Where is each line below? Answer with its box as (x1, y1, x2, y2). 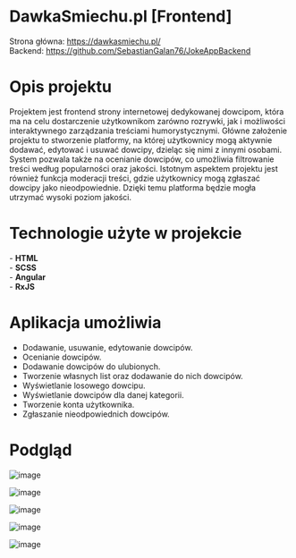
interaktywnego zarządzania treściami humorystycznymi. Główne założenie (9, 125, 288, 136)
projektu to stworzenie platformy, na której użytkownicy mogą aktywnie (9, 134, 273, 145)
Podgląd (9, 440, 72, 460)
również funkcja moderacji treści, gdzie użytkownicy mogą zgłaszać (9, 173, 261, 183)
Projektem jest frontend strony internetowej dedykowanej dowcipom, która (9, 106, 284, 117)
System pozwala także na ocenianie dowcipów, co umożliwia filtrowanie (9, 154, 275, 165)
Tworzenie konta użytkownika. (21, 399, 135, 410)
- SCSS (9, 262, 38, 273)
